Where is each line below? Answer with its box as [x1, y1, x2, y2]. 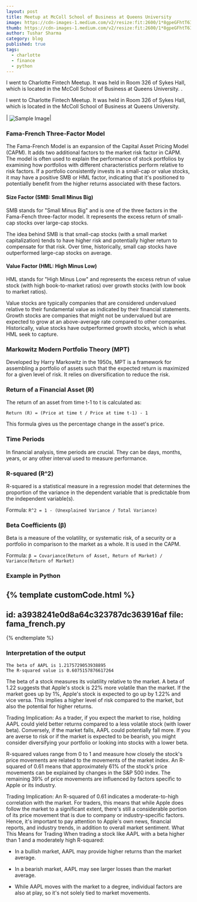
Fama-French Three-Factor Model [6, 130, 106, 138]
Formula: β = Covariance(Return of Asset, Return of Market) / [6, 552, 163, 559]
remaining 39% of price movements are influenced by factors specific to [6, 775, 182, 782]
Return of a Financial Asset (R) [6, 385, 94, 393]
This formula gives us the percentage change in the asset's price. [6, 420, 165, 428]
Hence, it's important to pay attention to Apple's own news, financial [6, 818, 171, 825]
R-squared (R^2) [6, 469, 54, 478]
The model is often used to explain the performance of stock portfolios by [6, 155, 185, 162]
